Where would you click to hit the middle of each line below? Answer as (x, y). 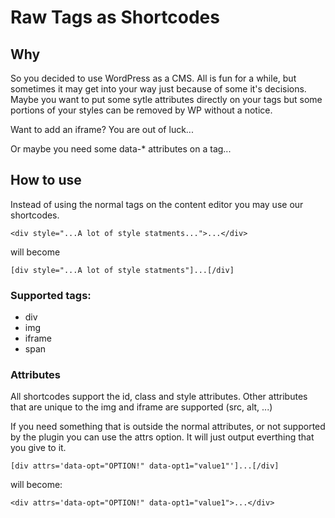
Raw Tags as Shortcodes (115, 17)
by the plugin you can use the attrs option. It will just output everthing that (162, 437)
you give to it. (38, 448)
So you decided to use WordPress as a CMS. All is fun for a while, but (153, 78)
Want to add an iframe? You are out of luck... (102, 129)
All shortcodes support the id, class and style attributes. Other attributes (159, 397)
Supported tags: (51, 295)
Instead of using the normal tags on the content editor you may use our (157, 204)
